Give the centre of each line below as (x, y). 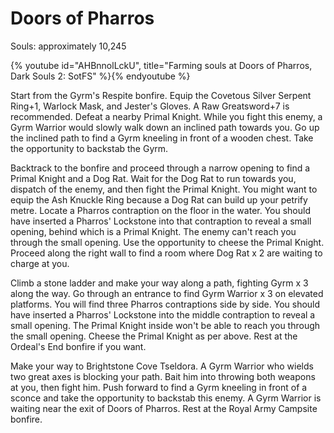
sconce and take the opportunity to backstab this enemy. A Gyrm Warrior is (166, 398)
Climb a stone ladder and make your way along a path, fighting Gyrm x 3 (159, 283)
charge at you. (40, 263)
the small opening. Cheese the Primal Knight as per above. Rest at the (154, 336)
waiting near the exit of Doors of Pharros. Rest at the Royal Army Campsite (164, 408)
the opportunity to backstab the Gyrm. (89, 148)
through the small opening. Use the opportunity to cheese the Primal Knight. (167, 242)
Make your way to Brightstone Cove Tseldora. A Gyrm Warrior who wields (162, 366)
